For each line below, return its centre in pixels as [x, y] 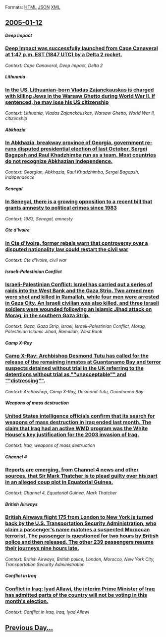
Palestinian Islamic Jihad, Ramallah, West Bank [54, 332]
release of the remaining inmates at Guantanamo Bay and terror [83, 362]
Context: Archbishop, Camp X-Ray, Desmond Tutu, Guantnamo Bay [74, 391]
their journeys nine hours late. [42, 548]
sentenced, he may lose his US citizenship [57, 102]
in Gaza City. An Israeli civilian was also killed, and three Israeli [82, 303]
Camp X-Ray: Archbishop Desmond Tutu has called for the [77, 356]
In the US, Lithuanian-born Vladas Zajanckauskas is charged [80, 90]
